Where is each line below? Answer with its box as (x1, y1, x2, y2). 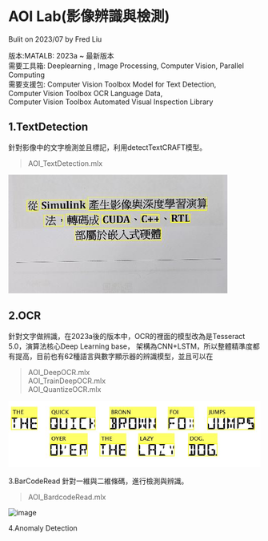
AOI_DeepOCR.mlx (27, 367, 90, 377)
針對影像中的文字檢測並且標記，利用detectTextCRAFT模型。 (8, 142, 206, 152)
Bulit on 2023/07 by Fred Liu (8, 34, 102, 44)
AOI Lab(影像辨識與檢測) (8, 7, 170, 26)
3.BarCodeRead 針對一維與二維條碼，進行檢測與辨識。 (8, 476, 189, 486)
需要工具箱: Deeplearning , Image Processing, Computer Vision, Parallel (8, 61, 244, 71)
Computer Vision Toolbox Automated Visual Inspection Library (8, 97, 214, 107)
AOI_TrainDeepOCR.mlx (27, 376, 106, 386)
